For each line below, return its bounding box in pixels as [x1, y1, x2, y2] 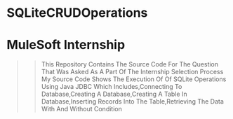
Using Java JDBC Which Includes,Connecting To [41, 83, 182, 91]
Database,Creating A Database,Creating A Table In [41, 90, 187, 99]
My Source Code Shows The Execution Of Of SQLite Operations [41, 75, 227, 83]
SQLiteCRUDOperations [6, 5, 148, 21]
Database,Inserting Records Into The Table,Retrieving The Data [41, 97, 224, 106]
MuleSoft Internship [6, 37, 126, 53]
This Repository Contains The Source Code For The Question [41, 60, 219, 69]
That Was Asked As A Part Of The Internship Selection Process [41, 68, 224, 76]
